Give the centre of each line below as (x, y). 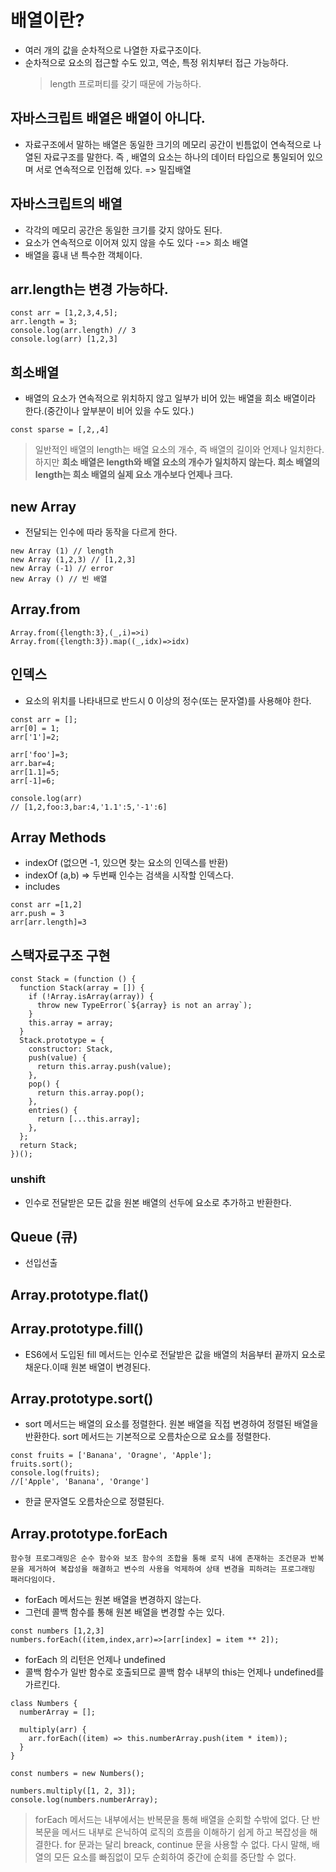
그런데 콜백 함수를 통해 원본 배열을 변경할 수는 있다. (124, 1612)
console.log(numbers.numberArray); (84, 1800)
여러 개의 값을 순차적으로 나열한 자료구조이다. (113, 50)
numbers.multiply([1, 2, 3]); (73, 1791)
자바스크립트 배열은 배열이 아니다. (108, 118)
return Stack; (48, 1146)
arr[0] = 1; (35, 728)
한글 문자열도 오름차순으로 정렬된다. (94, 1502)
